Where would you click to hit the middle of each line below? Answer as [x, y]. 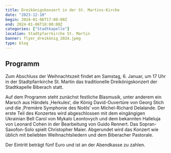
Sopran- [148, 124]
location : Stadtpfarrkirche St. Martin [48, 34]
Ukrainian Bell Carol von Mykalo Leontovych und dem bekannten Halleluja [83, 118]
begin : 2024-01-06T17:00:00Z [36, 19]
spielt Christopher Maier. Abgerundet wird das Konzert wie [97, 129]
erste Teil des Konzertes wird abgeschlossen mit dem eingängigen [75, 113]
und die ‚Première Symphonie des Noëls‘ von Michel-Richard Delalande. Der [85, 108]
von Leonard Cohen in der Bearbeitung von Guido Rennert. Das [72, 124]
